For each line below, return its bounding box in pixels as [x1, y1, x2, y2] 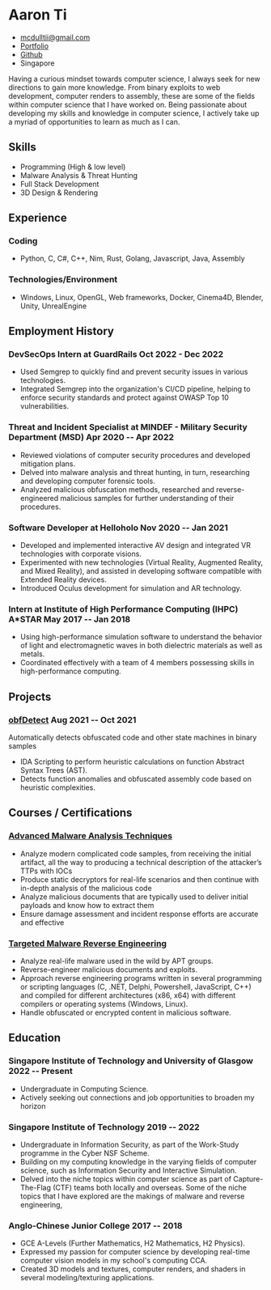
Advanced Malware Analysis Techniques [8, 830, 172, 842]
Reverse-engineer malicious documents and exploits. [19, 965, 198, 974]
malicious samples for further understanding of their [60, 493, 235, 503]
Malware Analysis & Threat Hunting [19, 170, 138, 180]
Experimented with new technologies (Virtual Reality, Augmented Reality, [19, 558, 263, 567]
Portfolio [19, 40, 49, 50]
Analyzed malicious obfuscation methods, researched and [19, 484, 214, 494]
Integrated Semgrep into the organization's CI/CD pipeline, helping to [19, 384, 251, 394]
